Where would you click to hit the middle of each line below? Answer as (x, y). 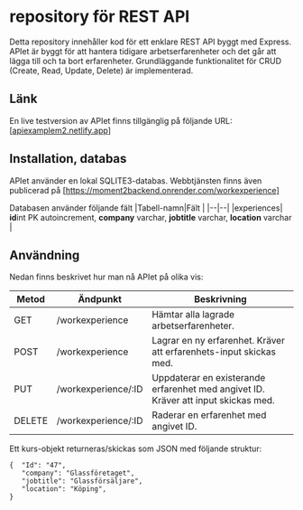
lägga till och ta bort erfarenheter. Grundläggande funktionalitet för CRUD (146, 61)
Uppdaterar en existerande (209, 378)
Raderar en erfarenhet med (209, 415)
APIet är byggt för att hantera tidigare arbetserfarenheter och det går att (143, 51)
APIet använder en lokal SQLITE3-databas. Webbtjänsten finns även (136, 180)
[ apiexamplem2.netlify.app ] (60, 130)
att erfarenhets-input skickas (214, 352)
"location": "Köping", (64, 489)
